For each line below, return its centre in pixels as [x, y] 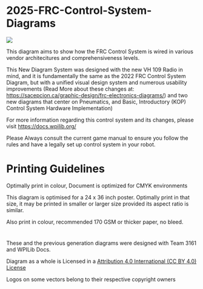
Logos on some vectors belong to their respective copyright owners [91, 279]
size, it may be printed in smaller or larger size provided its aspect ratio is [98, 204]
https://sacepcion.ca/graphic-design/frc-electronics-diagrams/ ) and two [97, 95]
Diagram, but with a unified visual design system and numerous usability [97, 82]
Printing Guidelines [55, 169]
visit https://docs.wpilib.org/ [42, 126]
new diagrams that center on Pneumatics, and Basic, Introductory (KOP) [96, 102]
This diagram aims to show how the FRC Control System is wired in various [100, 51]
